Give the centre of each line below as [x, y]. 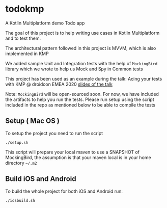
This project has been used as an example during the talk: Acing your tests [84, 79]
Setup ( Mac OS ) [33, 121]
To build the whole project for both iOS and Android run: [64, 191]
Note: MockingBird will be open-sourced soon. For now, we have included [82, 94]
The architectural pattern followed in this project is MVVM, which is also [81, 48]
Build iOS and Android [41, 179]
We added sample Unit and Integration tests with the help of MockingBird [81, 63]
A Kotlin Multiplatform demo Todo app [45, 23]
